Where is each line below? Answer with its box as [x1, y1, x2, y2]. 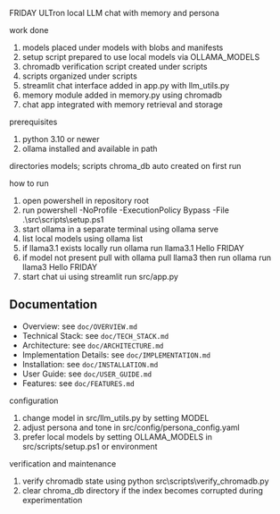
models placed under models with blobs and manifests [21, 42, 224, 53]
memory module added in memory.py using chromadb [21, 89, 223, 100]
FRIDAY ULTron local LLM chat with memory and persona [9, 8, 220, 18]
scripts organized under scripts [21, 71, 138, 81]
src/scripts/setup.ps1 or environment [21, 441, 158, 451]
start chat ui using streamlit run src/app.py [21, 272, 178, 282]
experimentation [21, 494, 83, 505]
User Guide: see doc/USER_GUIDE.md [21, 368, 152, 379]
